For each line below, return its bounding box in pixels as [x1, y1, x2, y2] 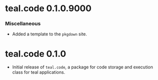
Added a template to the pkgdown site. [12, 31, 87, 37]
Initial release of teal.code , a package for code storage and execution [12, 64, 153, 70]
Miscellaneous [5, 20, 41, 27]
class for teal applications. [12, 69, 65, 75]
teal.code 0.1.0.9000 [5, 3, 92, 14]
